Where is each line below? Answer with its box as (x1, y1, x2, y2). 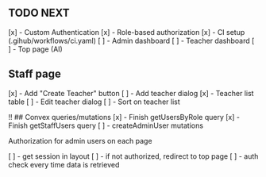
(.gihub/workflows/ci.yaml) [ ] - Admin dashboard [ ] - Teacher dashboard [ (8, 36, 255, 45)
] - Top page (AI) (8, 44, 64, 54)
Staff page (8, 67, 61, 81)
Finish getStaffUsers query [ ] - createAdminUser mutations (8, 121, 204, 130)
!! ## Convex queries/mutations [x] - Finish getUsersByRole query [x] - (8, 112, 241, 121)
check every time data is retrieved (8, 160, 120, 169)
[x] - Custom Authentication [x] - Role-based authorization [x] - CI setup (8, 27, 245, 37)
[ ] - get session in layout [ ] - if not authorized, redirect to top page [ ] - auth (8, 151, 259, 161)
